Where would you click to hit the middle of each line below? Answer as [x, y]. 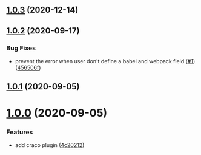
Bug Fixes [21, 48]
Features [20, 132]
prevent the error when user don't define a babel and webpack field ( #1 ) [105, 61]
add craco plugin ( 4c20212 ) [50, 145]
